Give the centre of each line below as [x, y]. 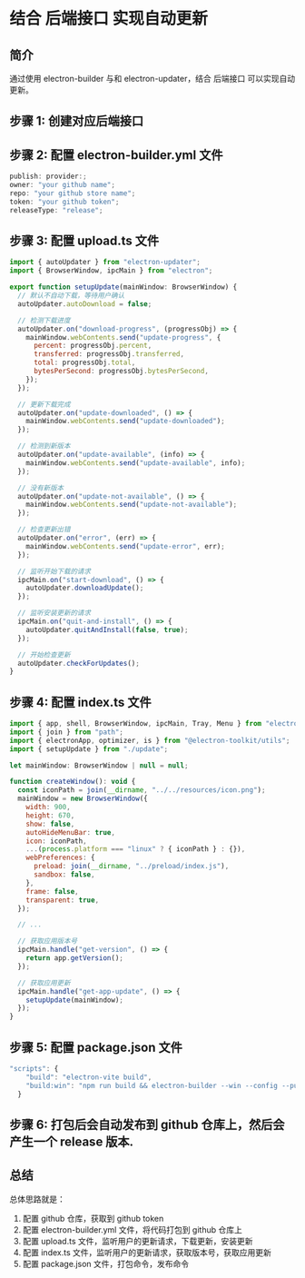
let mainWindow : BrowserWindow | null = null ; [99, 765]
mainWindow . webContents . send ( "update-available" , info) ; [136, 463]
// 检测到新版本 [44, 446]
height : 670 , [50, 815]
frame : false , [52, 891]
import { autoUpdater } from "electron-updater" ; [105, 263]
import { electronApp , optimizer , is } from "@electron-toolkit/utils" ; [150, 740]
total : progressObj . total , [84, 363]
